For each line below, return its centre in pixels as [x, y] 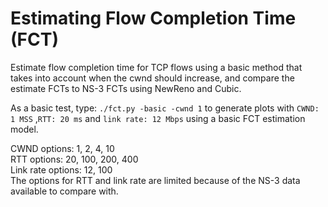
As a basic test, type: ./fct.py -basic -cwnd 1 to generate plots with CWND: [165, 108]
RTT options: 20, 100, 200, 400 [74, 159]
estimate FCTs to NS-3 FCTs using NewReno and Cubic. [126, 88]
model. [24, 129]
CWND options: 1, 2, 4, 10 [62, 148]
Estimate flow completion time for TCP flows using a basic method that [156, 67]
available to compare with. [64, 191]
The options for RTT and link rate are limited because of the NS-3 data [155, 180]
